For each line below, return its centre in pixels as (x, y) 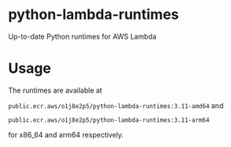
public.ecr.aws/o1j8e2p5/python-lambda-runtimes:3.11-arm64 (109, 120)
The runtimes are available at (55, 90)
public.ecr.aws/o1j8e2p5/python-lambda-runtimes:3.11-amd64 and (116, 105)
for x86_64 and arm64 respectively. (66, 134)
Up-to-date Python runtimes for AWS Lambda (82, 36)
